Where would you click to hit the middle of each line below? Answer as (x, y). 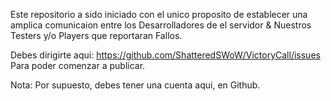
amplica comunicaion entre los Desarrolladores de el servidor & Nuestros (161, 25)
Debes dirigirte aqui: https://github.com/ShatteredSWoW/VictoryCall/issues (165, 55)
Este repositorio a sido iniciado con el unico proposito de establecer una (159, 14)
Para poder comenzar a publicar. (78, 65)
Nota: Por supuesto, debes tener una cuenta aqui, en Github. (135, 85)
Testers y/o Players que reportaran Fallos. (96, 35)
